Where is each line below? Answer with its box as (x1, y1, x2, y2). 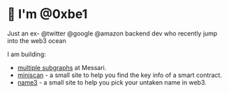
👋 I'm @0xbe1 (7, 6, 88, 22)
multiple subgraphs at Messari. (17, 63, 107, 71)
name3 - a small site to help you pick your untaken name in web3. (17, 78, 207, 86)
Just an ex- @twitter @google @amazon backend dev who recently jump (7, 29, 218, 37)
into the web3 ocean (7, 36, 66, 44)
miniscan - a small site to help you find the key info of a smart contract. (17, 71, 222, 79)
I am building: (7, 50, 47, 58)
